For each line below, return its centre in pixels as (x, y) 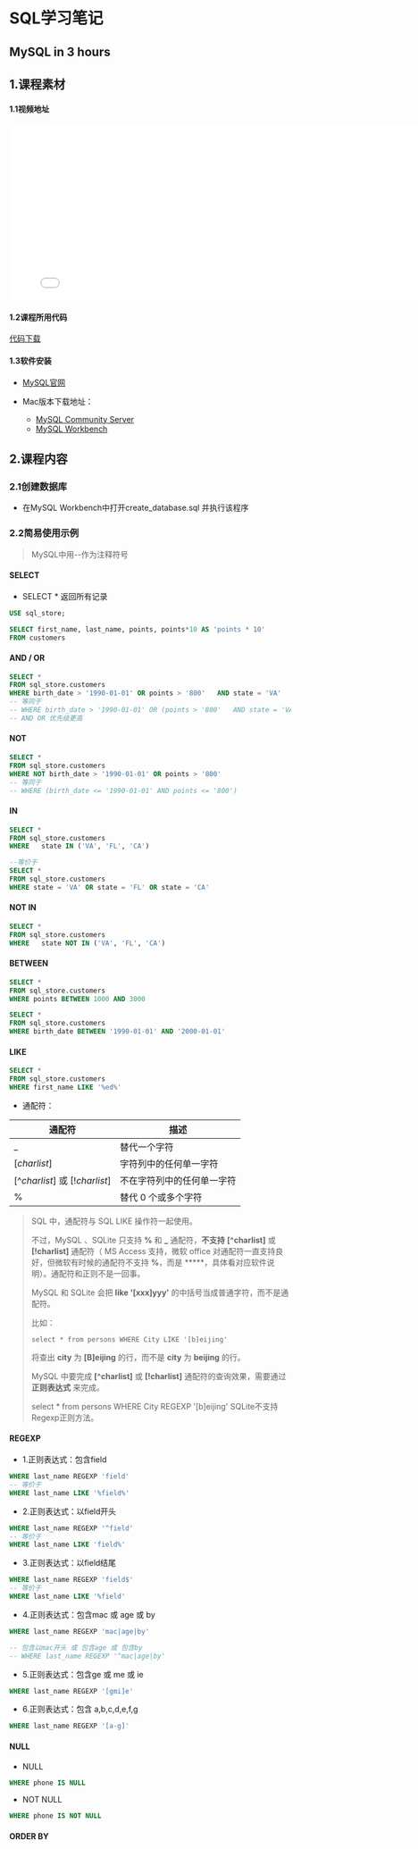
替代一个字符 (147, 1147)
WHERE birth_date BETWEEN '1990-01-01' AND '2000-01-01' (117, 1032)
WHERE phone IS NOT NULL (55, 1816)
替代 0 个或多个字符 (161, 1197)
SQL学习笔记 (56, 18)
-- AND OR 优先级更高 (46, 718)
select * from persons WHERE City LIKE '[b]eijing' (129, 1339)
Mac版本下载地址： (58, 401)
